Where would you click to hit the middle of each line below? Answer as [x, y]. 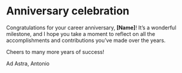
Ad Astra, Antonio [28, 63]
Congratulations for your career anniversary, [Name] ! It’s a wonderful [91, 28]
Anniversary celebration [68, 11]
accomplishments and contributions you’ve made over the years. [86, 40]
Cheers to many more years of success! [55, 51]
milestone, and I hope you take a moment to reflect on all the [81, 34]
